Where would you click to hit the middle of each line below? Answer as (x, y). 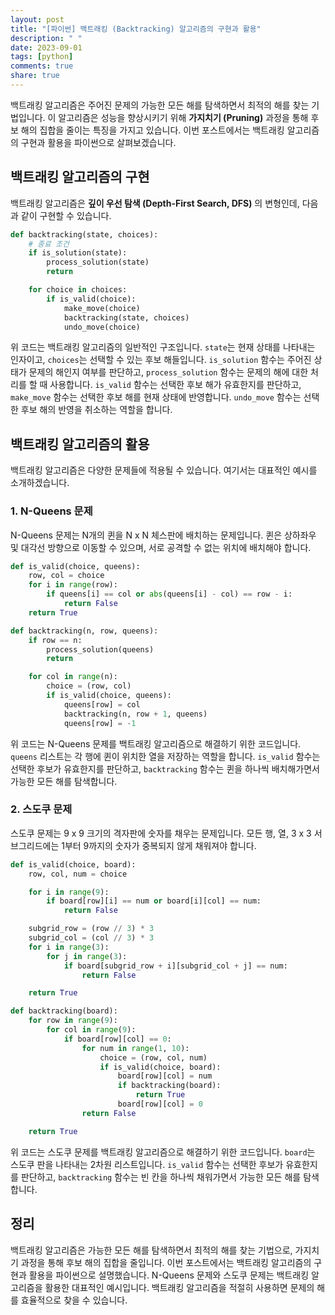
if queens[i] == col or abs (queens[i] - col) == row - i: (169, 594)
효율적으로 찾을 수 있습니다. (74, 1300)
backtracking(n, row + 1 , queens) (135, 714)
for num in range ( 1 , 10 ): (135, 1048)
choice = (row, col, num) (153, 1057)
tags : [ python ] (42, 57)
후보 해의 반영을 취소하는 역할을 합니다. (96, 410)
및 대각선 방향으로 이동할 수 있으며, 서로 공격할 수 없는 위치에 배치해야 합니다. (161, 547)
